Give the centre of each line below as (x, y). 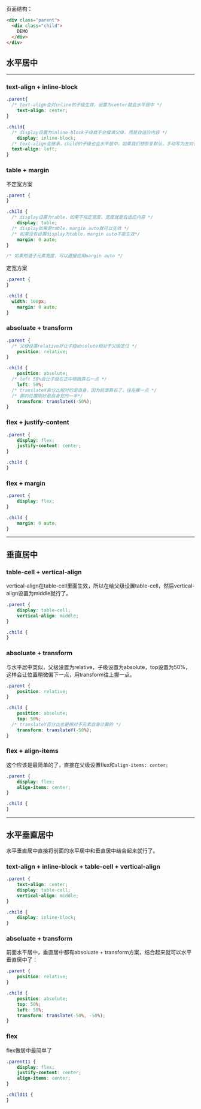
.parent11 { (21, 1062)
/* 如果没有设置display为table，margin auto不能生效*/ (76, 234)
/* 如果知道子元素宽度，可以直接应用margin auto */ (65, 256)
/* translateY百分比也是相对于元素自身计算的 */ (66, 724)
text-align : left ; (35, 149)
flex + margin (26, 483)
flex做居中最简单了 (29, 1050)
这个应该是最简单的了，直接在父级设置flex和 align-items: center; (87, 765)
